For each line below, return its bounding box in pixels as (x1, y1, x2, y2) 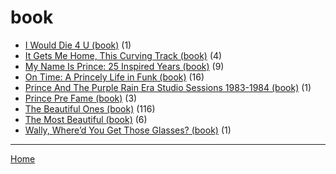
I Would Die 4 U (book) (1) (24, 39, 132, 51)
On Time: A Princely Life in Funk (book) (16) (24, 71, 205, 83)
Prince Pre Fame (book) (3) (24, 92, 138, 104)
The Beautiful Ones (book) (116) (24, 102, 156, 115)
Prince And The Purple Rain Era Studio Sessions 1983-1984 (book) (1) (24, 81, 312, 93)
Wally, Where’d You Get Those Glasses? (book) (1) (24, 124, 232, 136)
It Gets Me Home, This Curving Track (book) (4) (24, 49, 223, 61)
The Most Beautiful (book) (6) (24, 113, 148, 125)
